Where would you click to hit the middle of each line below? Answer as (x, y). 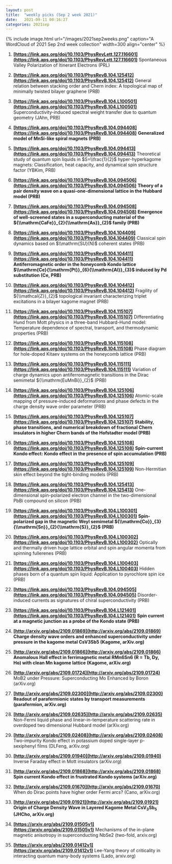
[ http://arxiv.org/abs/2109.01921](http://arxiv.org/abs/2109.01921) (86, 802)
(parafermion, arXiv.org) (40, 705)
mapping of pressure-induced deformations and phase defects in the (86, 401)
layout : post (20, 10)
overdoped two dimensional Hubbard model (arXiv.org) (71, 725)
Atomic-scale (149, 396)
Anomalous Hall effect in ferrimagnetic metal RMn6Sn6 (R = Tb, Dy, (86, 657)
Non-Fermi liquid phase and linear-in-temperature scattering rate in (84, 720)
